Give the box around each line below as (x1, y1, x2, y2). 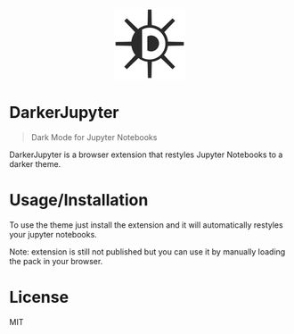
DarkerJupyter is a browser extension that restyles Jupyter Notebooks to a (9, 149, 283, 160)
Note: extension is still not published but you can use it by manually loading (9, 246, 286, 257)
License (9, 288, 69, 307)
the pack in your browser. (9, 255, 103, 266)
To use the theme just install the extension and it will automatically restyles (9, 219, 283, 230)
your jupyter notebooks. (9, 229, 98, 239)
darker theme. (9, 158, 61, 169)
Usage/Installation (9, 190, 149, 211)
